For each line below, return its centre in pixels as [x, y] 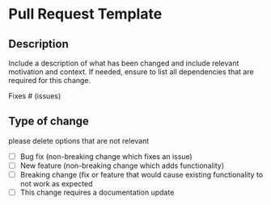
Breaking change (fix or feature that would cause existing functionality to [142, 174]
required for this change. [50, 80]
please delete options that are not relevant [79, 140]
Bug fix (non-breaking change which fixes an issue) [106, 156]
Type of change [49, 121]
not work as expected [56, 184]
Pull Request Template [85, 14]
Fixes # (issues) [35, 96]
